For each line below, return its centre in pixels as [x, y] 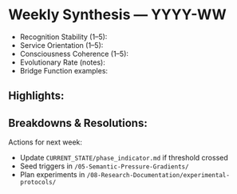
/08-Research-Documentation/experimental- [158, 176]
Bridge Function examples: [64, 70]
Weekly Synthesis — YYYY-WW [118, 15]
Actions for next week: [45, 142]
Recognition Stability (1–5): [63, 37]
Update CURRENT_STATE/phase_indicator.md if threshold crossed [124, 158]
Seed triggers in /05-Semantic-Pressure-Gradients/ [104, 166]
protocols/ [38, 182]
